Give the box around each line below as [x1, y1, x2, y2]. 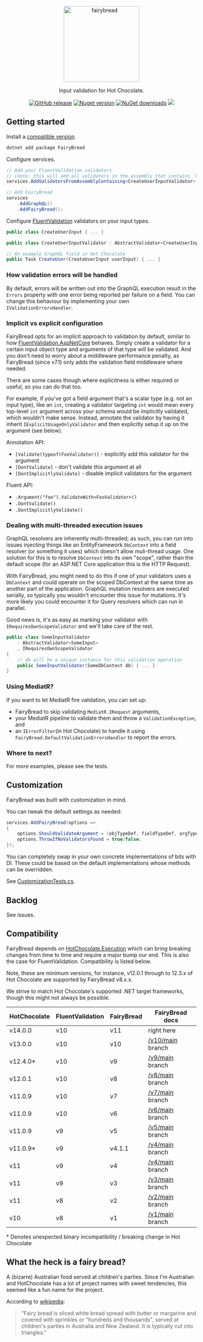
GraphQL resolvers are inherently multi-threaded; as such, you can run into [6, 535, 193, 542]
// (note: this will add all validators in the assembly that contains [6, 173, 190, 179]
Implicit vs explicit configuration [6, 319, 103, 327]
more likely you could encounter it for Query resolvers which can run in [6, 598, 183, 605]
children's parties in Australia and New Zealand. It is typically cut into [21, 1322, 193, 1329]
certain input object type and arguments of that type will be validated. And [6, 345, 192, 353]
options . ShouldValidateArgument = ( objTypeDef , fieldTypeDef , [17, 831, 177, 837]
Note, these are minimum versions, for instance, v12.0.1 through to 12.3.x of [6, 969, 193, 976]
